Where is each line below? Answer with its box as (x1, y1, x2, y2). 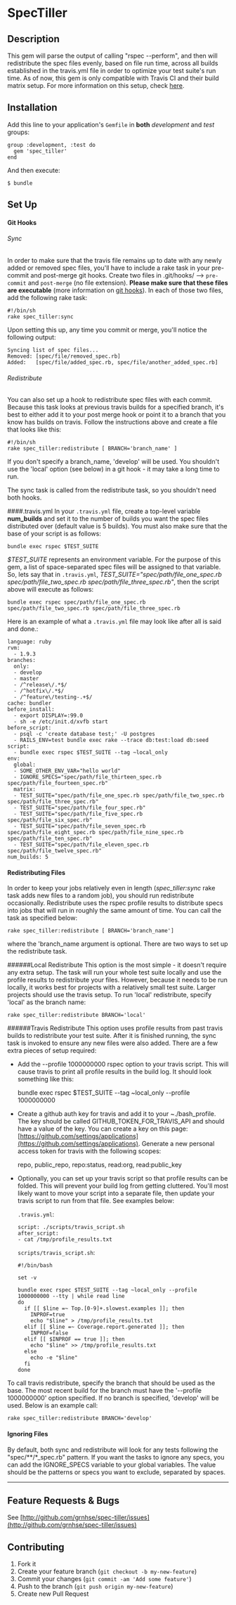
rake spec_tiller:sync (7, 313, 74, 320)
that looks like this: (7, 425, 62, 434)
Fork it (17, 1560, 37, 1568)
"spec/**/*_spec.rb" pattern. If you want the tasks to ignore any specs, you (7, 1453, 225, 1461)
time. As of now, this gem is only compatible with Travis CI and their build (7, 74, 219, 82)
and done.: (7, 625, 39, 633)
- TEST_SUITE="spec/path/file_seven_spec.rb (13, 823, 146, 830)
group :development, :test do (7, 141, 96, 148)
